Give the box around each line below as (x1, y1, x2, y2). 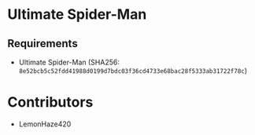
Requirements (7, 37, 78, 50)
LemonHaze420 (18, 119, 72, 129)
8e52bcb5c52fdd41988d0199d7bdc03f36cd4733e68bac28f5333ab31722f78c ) (18, 66, 248, 75)
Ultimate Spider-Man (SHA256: (18, 57, 120, 67)
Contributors (7, 93, 94, 111)
